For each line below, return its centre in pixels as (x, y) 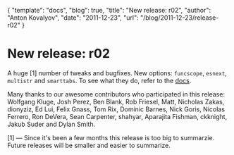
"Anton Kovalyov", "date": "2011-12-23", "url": (73, 18)
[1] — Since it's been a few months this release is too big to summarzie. (111, 137)
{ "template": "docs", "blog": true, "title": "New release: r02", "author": (109, 10)
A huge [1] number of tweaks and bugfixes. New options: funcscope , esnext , (117, 73)
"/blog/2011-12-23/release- (179, 18)
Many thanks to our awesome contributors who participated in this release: (116, 94)
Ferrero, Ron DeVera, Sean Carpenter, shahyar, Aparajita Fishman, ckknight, (117, 116)
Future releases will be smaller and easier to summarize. (89, 145)
